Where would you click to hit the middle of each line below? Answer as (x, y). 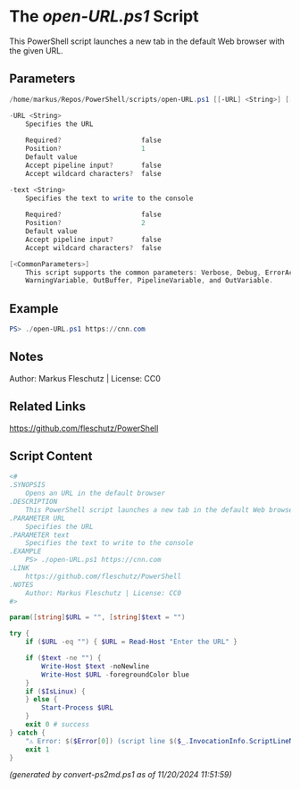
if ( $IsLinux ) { (56, 691)
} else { (42, 700)
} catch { (28, 733)
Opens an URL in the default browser (96, 493)
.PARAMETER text (39, 535)
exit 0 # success (58, 725)
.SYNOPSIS (28, 485)
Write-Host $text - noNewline (96, 666)
